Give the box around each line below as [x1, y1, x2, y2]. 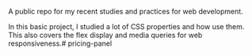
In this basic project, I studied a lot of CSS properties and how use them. [8, 22, 245, 31]
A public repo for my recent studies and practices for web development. [8, 7, 243, 16]
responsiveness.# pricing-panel [8, 39, 113, 48]
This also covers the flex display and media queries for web [8, 31, 203, 39]
